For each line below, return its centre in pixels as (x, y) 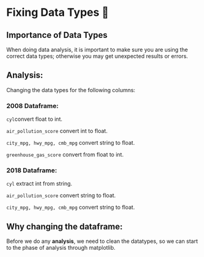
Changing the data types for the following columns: (71, 90)
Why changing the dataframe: (65, 226)
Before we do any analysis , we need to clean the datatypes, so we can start (102, 241)
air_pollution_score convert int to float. (57, 131)
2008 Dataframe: (33, 106)
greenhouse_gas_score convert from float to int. (65, 154)
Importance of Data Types (57, 35)
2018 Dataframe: (32, 170)
